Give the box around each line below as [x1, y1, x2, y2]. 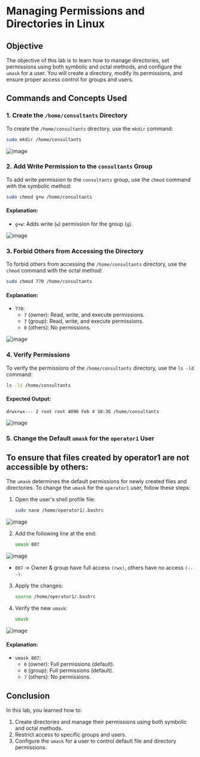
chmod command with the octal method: [6, 267, 103, 274]
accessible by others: [6, 462, 89, 472]
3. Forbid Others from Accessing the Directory [6, 247, 144, 255]
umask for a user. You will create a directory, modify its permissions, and [6, 70, 183, 76]
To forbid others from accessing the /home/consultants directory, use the [6, 261, 187, 268]
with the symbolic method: [6, 182, 72, 190]
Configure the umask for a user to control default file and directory [14, 737, 177, 744]
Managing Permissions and [6, 4, 145, 18]
